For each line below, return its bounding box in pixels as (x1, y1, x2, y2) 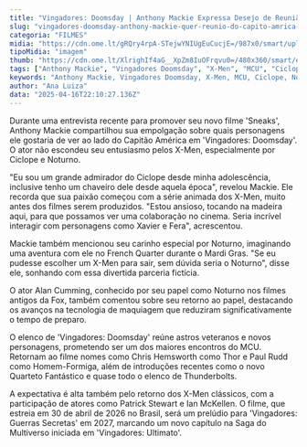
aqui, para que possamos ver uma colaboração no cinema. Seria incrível (9, 210, 281, 221)
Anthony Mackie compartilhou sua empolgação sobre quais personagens (9, 124, 285, 135)
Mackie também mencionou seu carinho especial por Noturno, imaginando (9, 238, 291, 249)
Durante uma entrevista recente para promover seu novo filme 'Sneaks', (9, 115, 281, 126)
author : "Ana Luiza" (9, 81, 89, 90)
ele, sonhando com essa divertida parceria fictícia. (9, 267, 200, 278)
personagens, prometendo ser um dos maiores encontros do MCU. (9, 341, 262, 352)
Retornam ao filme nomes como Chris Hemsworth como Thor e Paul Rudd (9, 351, 289, 362)
